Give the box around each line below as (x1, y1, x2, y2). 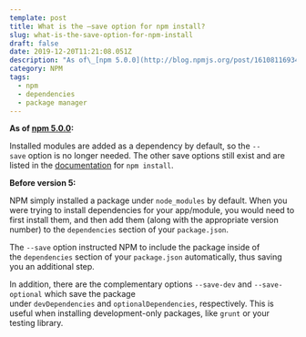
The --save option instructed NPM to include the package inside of (9, 242, 260, 253)
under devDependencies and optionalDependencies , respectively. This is (9, 298, 275, 310)
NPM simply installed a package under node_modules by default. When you (9, 195, 288, 206)
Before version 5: (9, 178, 76, 189)
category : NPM (9, 65, 64, 74)
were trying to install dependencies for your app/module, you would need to (9, 205, 295, 216)
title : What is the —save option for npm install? (9, 22, 206, 31)
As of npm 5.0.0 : (9, 123, 75, 134)
